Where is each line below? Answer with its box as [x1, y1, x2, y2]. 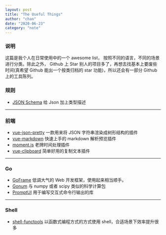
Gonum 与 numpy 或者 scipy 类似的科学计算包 [12, 183, 106, 189]
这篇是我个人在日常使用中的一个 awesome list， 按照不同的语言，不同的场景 [5, 55, 160, 61]
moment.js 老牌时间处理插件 [12, 142, 70, 148]
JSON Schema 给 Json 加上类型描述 [12, 99, 86, 105]
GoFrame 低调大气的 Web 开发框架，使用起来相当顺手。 [12, 177, 126, 183]
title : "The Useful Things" [5, 12, 63, 17]
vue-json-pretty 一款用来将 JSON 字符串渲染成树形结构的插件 [12, 129, 138, 136]
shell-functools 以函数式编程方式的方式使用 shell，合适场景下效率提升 [12, 218, 155, 225]
